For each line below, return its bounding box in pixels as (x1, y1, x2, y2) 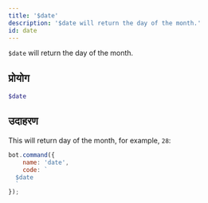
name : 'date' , (22, 158, 69, 166)
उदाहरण (8, 115, 38, 128)
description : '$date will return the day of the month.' (8, 19, 202, 27)
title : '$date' (8, 11, 59, 20)
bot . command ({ (8, 150, 56, 159)
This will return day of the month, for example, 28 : (8, 135, 171, 145)
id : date (8, 26, 37, 34)
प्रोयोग (8, 71, 30, 84)
